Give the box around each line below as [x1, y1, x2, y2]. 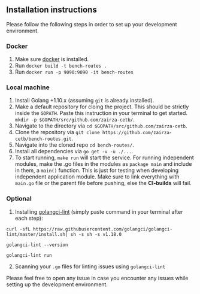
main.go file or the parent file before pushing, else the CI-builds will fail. [14, 180, 192, 187]
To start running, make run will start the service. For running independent [14, 154, 194, 161]
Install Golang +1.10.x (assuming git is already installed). [14, 97, 154, 104]
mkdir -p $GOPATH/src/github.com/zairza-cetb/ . [14, 116, 135, 123]
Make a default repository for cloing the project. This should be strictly [14, 103, 189, 110]
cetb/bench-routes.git [14, 136, 72, 143]
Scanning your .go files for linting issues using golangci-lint [14, 263, 166, 270]
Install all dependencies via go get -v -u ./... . [14, 148, 134, 155]
